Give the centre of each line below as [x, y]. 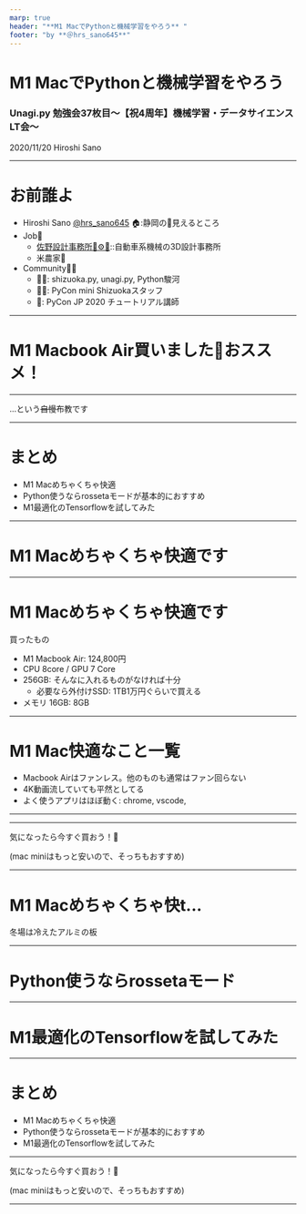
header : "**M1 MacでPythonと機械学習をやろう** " [99, 26]
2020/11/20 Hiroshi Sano [56, 148]
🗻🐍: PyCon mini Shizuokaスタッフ [100, 290]
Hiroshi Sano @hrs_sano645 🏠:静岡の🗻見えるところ [121, 222]
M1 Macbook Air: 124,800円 [74, 658]
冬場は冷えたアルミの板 [53, 932]
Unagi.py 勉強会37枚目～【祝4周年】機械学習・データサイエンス [152, 113]
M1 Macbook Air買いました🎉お [125, 350]
